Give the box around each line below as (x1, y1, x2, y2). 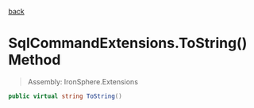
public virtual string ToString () (8, 92, 123, 100)
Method (8, 51, 61, 69)
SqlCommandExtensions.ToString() (8, 35, 248, 52)
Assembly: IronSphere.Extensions (27, 76, 139, 86)
